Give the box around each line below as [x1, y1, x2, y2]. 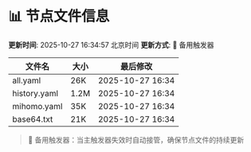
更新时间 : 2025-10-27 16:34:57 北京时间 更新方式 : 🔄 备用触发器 [8, 40, 214, 49]
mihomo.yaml [12, 100, 63, 111]
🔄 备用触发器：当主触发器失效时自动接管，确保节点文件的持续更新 [27, 134, 245, 144]
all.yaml [12, 75, 41, 86]
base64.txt [12, 113, 53, 124]
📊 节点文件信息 [8, 7, 110, 25]
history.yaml [12, 88, 58, 99]
